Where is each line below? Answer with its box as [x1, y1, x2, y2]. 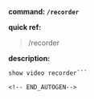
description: [8, 54, 51, 63]
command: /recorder [8, 7, 80, 16]
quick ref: [8, 23, 42, 31]
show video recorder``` [8, 69, 88, 77]
